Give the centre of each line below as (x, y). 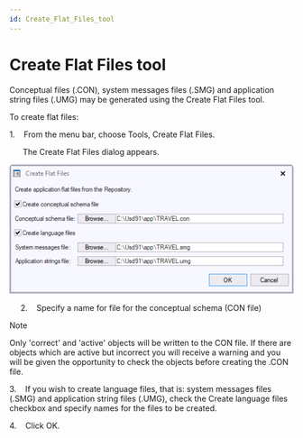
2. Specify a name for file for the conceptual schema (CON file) (141, 307)
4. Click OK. (35, 425)
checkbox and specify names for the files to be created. (114, 408)
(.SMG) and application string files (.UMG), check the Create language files (149, 398)
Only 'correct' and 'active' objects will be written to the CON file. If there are (150, 342)
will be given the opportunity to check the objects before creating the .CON (149, 361)
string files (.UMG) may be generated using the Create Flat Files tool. (137, 99)
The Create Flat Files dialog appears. (91, 151)
